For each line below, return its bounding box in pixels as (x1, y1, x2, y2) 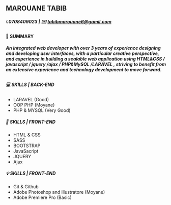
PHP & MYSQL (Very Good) (13, 107, 71, 113)
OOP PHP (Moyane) (13, 102, 55, 108)
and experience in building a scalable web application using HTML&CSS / (6, 55, 165, 62)
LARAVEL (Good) (13, 96, 49, 102)
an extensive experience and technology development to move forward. (6, 66, 162, 73)
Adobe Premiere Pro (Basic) (13, 194, 72, 200)
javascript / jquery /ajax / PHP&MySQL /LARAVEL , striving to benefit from (6, 61, 166, 67)
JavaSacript (13, 148, 39, 154)
